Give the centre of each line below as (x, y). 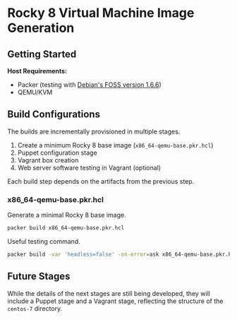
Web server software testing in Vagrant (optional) (89, 167)
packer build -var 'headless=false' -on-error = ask (83, 254)
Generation (41, 28)
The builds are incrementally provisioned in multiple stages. (94, 131)
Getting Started (42, 54)
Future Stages (39, 277)
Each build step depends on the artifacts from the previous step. (101, 181)
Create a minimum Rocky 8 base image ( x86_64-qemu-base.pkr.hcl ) (115, 145)
